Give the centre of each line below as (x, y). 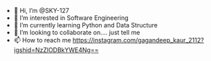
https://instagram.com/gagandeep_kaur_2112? (138, 40)
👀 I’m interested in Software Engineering (71, 18)
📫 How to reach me (42, 40)
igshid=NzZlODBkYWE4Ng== (56, 50)
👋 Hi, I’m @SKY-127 (41, 11)
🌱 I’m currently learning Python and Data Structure (85, 25)
